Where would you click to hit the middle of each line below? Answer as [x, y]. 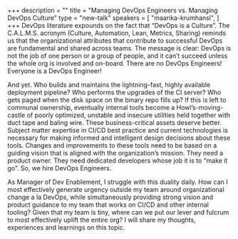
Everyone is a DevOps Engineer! [55, 71]
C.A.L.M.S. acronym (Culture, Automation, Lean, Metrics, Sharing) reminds [117, 33]
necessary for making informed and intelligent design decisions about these [119, 138]
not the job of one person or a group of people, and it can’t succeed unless [118, 56]
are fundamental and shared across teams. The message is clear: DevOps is [119, 48]
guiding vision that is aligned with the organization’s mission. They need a [115, 153]
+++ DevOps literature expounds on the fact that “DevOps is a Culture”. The [119, 25]
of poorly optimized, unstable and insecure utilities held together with [129, 115]
